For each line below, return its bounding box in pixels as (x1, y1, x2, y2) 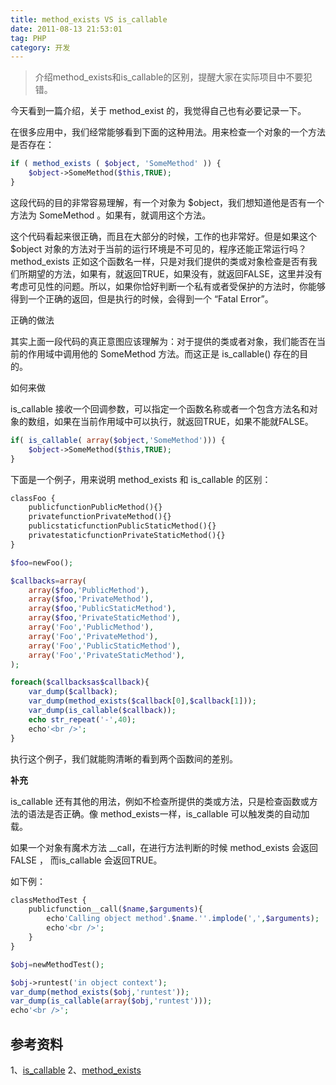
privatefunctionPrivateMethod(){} (28, 512, 172, 522)
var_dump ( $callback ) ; (28, 687, 118, 697)
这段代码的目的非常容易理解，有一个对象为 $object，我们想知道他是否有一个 (10, 196, 325, 208)
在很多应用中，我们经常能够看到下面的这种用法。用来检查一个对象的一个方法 (10, 126, 326, 138)
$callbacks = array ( (10, 576, 87, 586)
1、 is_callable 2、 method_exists (10, 1064, 142, 1076)
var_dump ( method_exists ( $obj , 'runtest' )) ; (10, 987, 190, 997)
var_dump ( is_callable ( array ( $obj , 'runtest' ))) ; (10, 996, 213, 1006)
